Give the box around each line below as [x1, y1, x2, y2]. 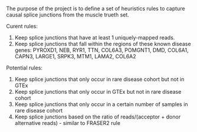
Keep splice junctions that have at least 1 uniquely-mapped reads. [14, 34, 175, 41]
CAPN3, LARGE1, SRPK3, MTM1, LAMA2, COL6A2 [14, 53, 137, 60]
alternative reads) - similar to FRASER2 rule [14, 120, 121, 126]
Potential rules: [6, 64, 43, 71]
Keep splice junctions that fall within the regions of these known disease [14, 41, 191, 47]
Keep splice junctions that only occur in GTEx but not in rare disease [14, 88, 182, 95]
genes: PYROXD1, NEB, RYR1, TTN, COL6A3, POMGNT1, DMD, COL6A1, [14, 47, 189, 54]
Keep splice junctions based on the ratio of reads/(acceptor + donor [14, 113, 181, 120]
